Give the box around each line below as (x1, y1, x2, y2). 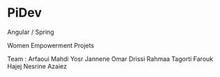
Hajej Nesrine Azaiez (7, 62, 68, 70)
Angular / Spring (7, 28, 54, 36)
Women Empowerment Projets (7, 41, 95, 49)
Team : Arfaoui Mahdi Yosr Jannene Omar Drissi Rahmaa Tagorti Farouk (7, 54, 214, 63)
